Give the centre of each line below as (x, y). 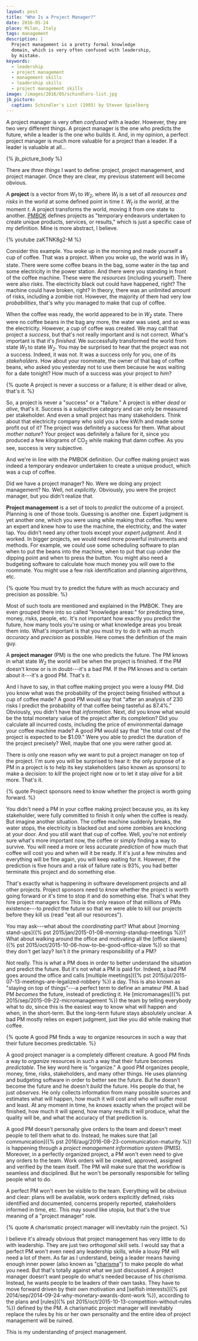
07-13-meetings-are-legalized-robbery (54, 982)
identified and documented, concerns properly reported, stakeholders (91, 1203)
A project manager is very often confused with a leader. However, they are (96, 122)
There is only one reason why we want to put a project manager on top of (95, 755)
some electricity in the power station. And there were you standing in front (96, 271)
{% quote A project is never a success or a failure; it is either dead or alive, (97, 385)
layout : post (22, 12)
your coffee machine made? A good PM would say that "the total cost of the (98, 731)
